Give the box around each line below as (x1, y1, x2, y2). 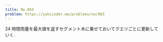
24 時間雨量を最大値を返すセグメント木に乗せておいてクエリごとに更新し (5, 25, 155, 32)
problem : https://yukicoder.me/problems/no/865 (5, 12, 105, 17)
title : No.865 (5, 7, 35, 12)
